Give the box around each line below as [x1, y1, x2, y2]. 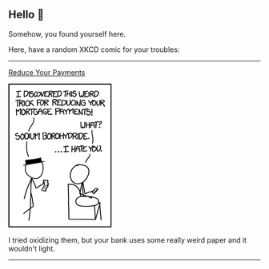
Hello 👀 [8, 8, 45, 22]
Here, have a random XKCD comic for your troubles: [8, 45, 180, 54]
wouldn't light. [8, 243, 56, 253]
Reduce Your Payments [8, 67, 86, 77]
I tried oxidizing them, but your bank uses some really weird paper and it [8, 235, 247, 244]
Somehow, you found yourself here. [8, 29, 126, 38]
